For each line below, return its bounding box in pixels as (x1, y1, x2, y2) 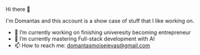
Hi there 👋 (5, 6, 31, 13)
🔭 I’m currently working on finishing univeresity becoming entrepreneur (14, 29, 191, 36)
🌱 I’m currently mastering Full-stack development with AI (14, 35, 155, 42)
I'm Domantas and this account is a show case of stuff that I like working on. (5, 17, 195, 24)
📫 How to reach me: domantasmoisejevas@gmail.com (14, 42, 151, 49)
